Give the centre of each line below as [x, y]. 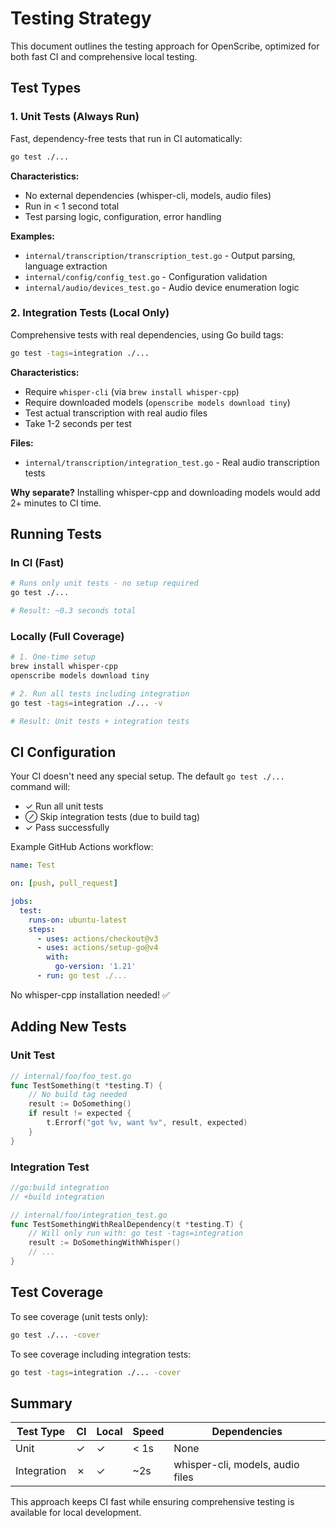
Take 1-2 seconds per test [78, 423]
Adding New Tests [68, 1027]
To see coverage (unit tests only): [79, 1316]
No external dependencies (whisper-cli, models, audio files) [148, 195]
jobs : [21, 902]
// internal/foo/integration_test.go [89, 1215]
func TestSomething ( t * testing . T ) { [86, 1085]
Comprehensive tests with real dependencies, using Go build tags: [147, 334]
